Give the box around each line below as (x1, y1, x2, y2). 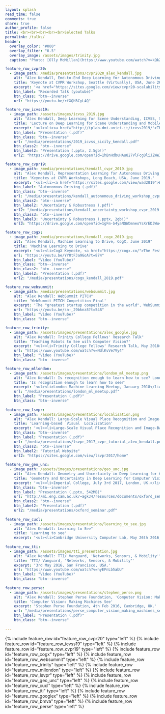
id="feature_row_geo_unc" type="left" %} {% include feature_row (5, 677, 138, 683)
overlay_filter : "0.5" (9, 48, 56, 53)
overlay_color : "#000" (9, 44, 56, 49)
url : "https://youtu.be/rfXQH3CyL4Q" (14, 98, 91, 103)
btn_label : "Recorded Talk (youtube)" (14, 89, 93, 94)
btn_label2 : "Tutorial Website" (14, 448, 80, 454)
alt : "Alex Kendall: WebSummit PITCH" (14, 293, 93, 299)
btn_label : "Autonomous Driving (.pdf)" (14, 185, 98, 190)
